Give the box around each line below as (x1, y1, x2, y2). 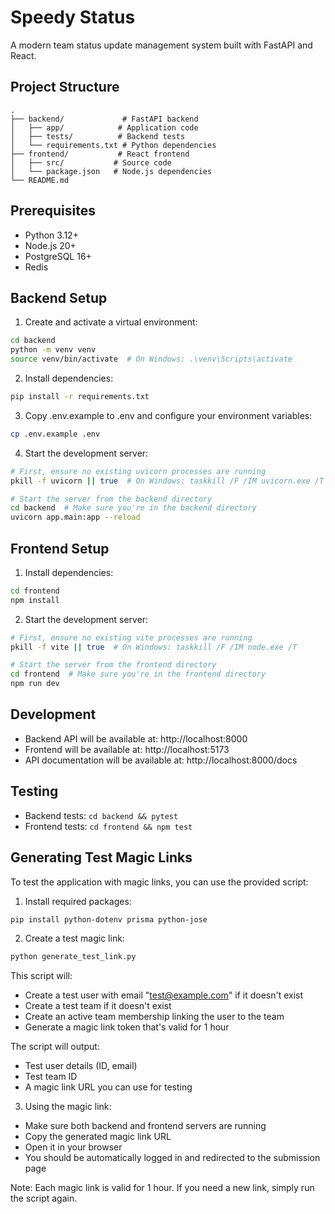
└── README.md (10, 175, 70, 185)
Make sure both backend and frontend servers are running (24, 1120, 267, 1132)
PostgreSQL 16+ (24, 250, 92, 262)
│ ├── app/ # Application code (10, 122, 199, 133)
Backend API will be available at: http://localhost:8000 (24, 732, 248, 745)
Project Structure (10, 79, 120, 96)
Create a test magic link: (24, 932, 125, 945)
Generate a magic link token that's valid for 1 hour (24, 1021, 230, 1033)
